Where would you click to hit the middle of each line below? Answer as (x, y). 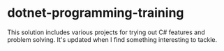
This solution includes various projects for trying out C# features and (106, 32)
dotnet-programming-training (96, 13)
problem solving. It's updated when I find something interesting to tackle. (112, 39)
